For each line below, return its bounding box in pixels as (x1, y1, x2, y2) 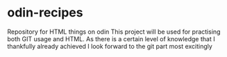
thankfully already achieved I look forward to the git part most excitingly (7, 42, 213, 50)
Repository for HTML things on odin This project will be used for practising (7, 27, 221, 36)
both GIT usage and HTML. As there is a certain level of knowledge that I (7, 34, 215, 43)
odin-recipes (7, 5, 83, 21)
